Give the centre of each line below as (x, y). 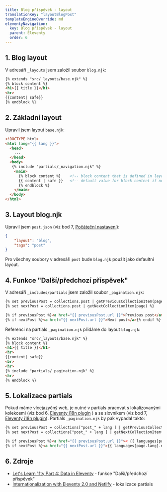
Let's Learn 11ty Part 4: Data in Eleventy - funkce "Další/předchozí (80, 473)
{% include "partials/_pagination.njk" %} (50, 371)
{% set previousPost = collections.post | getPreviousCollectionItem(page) (85, 302)
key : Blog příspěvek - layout (41, 28)
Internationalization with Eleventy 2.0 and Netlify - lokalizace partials (83, 484)
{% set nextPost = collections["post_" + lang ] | (59, 432)
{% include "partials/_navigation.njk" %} (56, 167)
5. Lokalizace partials (39, 395)
